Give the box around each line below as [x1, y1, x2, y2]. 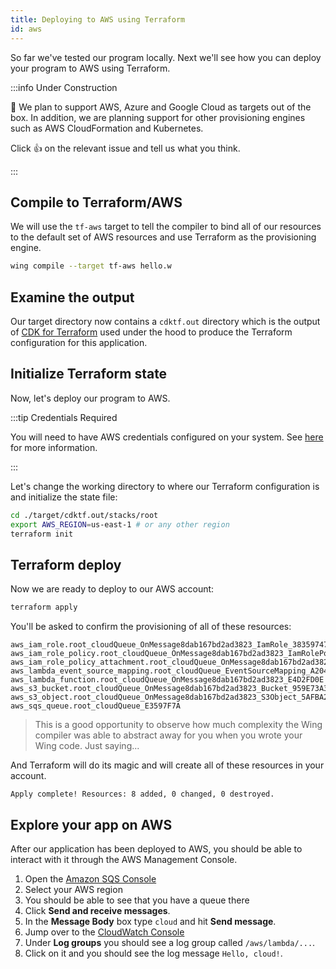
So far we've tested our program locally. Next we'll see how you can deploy [10, 51, 322, 63]
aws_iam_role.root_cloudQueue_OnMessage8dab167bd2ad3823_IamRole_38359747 [10, 640, 329, 650]
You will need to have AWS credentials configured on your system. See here [10, 431, 324, 443]
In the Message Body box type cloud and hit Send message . [24, 915, 277, 927]
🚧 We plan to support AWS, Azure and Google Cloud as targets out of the [10, 101, 312, 113]
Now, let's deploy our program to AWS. [10, 392, 171, 404]
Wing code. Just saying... [34, 740, 140, 752]
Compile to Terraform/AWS [10, 194, 183, 211]
